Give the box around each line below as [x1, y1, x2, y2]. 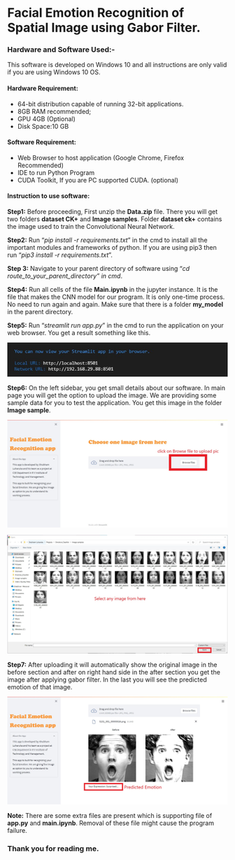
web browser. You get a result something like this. [7, 329, 151, 337]
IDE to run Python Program [17, 168, 95, 176]
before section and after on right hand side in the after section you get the [7, 668, 220, 676]
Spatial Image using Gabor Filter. [7, 20, 201, 36]
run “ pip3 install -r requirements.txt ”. [7, 251, 113, 260]
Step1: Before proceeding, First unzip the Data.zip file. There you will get [7, 208, 218, 216]
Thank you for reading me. [7, 844, 99, 854]
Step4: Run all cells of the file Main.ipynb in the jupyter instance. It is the [7, 286, 218, 294]
